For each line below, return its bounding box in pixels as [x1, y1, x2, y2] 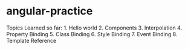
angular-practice [6, 4, 93, 18]
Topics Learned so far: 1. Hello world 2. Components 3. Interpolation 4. [6, 24, 183, 31]
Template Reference [6, 37, 57, 44]
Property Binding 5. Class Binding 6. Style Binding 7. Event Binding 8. [6, 30, 178, 37]
